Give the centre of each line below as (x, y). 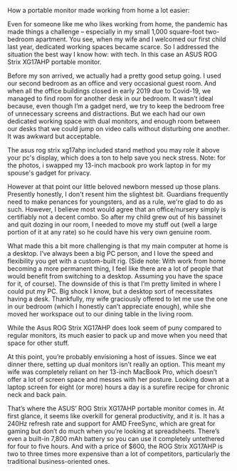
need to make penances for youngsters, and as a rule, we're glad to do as (115, 202)
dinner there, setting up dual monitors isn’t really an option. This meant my (116, 364)
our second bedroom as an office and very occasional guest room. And (112, 83)
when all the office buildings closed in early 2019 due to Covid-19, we (109, 91)
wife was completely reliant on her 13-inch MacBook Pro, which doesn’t (112, 372)
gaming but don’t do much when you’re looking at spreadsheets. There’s (114, 431)
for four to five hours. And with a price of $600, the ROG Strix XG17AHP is (115, 446)
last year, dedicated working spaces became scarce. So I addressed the (113, 47)
